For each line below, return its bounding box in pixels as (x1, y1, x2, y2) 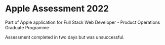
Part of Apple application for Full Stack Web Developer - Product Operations (5, 19, 161, 25)
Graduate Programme (5, 24, 49, 30)
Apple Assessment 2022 (5, 3, 109, 14)
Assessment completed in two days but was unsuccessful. (5, 34, 124, 40)
